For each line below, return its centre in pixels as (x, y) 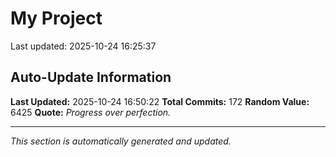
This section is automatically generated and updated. (121, 141)
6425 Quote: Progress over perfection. (91, 112)
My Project (56, 18)
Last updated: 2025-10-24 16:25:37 (83, 46)
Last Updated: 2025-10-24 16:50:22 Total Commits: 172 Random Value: (160, 101)
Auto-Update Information (91, 77)
